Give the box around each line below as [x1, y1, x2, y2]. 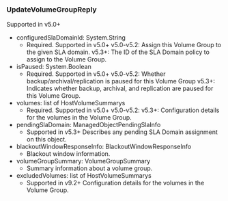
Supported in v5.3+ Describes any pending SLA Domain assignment [26, 128, 218, 136]
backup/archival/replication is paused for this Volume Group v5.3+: [26, 77, 216, 85]
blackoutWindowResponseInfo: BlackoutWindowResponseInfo [16, 142, 192, 151]
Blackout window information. [26, 150, 111, 158]
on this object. [26, 135, 67, 144]
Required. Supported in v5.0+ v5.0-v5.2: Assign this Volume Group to [26, 41, 222, 49]
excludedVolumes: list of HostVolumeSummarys [16, 172, 152, 180]
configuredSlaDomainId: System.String [16, 33, 126, 42]
